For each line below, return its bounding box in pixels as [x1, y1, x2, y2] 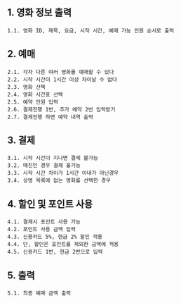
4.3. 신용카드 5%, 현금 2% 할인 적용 [7, 233, 103, 241]
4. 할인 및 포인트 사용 [7, 198, 93, 210]
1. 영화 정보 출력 [7, 6, 72, 19]
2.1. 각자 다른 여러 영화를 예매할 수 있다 [7, 68, 114, 75]
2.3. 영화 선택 [7, 83, 46, 90]
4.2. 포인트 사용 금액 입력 [7, 226, 76, 233]
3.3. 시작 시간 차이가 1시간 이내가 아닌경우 [7, 170, 119, 177]
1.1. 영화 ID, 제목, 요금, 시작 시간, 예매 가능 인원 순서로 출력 [7, 27, 175, 34]
